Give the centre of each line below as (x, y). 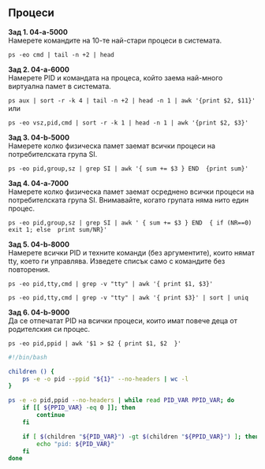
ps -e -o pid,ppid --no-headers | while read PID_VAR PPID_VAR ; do (121, 400)
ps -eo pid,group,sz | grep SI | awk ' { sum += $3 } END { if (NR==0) (130, 223)
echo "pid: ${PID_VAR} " (75, 444)
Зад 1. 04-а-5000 (38, 32)
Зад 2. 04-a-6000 (39, 69)
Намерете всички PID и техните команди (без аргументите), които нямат (131, 252)
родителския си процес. (49, 329)
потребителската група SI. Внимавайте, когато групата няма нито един (129, 199)
